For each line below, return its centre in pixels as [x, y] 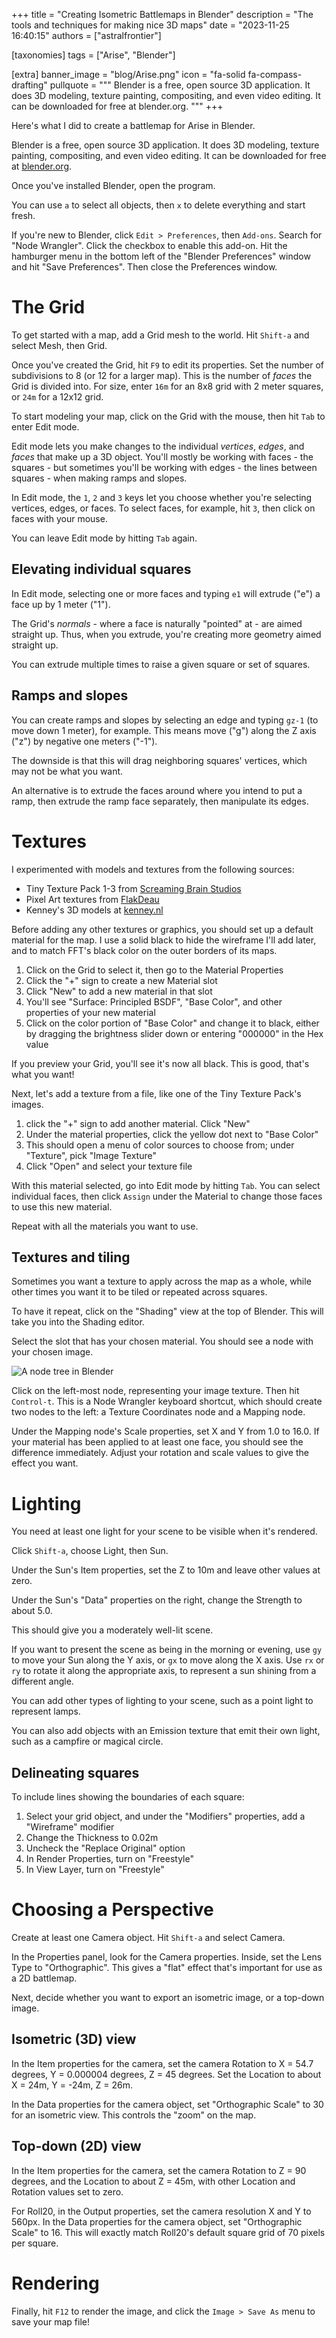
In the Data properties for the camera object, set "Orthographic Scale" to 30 [167, 2104]
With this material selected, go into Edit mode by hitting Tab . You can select [166, 1185]
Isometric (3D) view [74, 2039]
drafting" [29, 85]
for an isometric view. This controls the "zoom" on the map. [134, 2115]
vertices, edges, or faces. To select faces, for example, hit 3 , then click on [163, 508]
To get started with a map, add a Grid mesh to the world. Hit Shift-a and [160, 335]
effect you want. [45, 1463]
